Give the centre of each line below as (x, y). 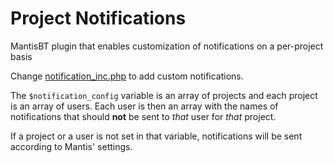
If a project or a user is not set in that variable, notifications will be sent (156, 136)
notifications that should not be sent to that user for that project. (143, 116)
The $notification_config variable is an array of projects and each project (164, 95)
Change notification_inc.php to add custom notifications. (127, 76)
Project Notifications (98, 18)
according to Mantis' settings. (71, 146)
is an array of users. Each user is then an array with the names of (144, 106)
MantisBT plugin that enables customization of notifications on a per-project (167, 46)
